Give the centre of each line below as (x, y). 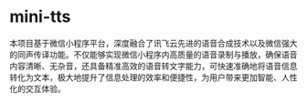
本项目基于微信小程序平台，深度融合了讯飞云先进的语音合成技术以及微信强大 (153, 43)
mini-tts (40, 17)
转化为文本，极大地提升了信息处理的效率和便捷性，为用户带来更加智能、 (145, 77)
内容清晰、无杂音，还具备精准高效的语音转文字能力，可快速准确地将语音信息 (153, 66)
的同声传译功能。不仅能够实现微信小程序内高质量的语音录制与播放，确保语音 (153, 54)
